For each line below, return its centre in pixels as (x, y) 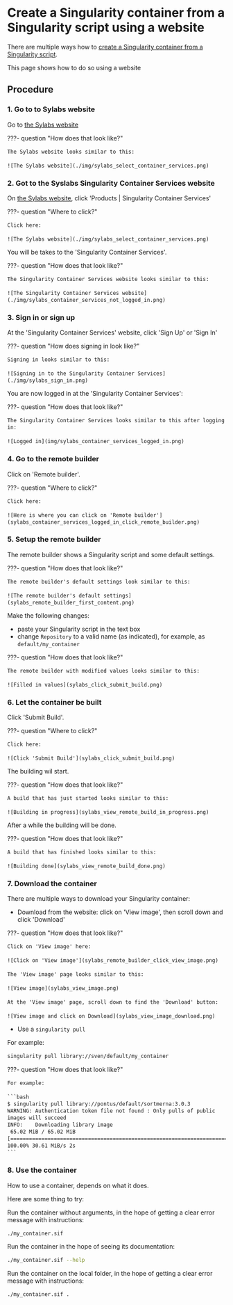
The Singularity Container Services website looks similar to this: (108, 279)
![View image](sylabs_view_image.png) (63, 988)
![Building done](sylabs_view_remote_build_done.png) (87, 866)
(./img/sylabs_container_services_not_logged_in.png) (87, 300)
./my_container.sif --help (46, 1260)
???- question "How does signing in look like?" (74, 346)
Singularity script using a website (106, 27)
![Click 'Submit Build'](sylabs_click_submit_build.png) (91, 759)
